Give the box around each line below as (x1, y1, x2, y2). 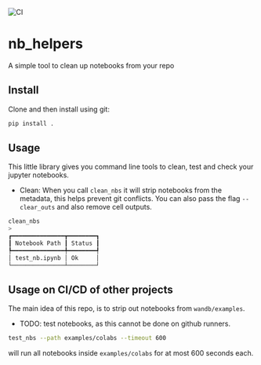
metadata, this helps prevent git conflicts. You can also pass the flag (19, 194, 241, 203)
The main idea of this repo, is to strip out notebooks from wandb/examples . (8, 304, 245, 313)
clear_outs (19, 204, 56, 212)
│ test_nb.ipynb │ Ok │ (8, 254, 100, 262)
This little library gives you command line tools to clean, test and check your (8, 162, 254, 172)
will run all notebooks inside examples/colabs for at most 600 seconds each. (8, 349, 254, 358)
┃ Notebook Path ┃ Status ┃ (8, 239, 100, 247)
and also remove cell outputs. (56, 203, 153, 212)
